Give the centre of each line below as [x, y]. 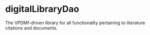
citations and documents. [31, 28]
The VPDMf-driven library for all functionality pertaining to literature [75, 23]
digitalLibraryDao [42, 9]
